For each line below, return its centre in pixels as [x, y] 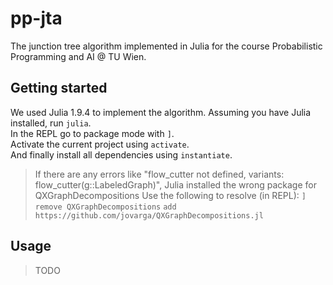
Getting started [59, 88]
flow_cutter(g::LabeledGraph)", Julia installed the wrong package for [175, 184]
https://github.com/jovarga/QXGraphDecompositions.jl [149, 215]
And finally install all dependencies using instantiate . [121, 154]
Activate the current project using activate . [100, 144]
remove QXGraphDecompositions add [105, 207]
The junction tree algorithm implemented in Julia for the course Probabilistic [166, 46]
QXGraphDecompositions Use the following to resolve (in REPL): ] [170, 195]
